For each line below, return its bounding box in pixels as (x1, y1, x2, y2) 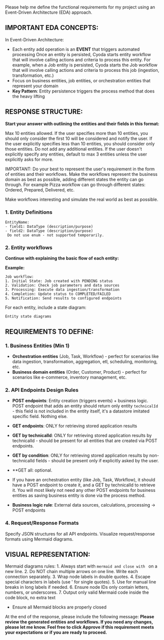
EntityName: (5, 220, 29, 224)
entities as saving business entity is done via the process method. (12, 492, 146, 499)
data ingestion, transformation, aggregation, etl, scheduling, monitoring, (12, 358, 158, 364)
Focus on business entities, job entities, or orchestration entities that (12, 77, 151, 83)
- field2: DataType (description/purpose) (5, 228, 93, 233)
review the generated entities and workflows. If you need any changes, (5, 619, 153, 625)
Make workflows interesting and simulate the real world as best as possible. (5, 196, 159, 202)
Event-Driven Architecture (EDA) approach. (5, 9, 92, 15)
